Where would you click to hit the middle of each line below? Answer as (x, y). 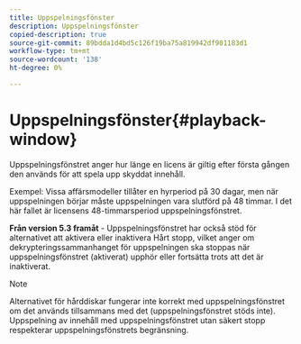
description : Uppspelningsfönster (74, 26)
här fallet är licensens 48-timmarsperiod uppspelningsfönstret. (126, 210)
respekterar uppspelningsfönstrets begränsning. (99, 330)
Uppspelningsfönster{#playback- (138, 120)
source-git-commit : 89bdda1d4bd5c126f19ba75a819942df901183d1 (128, 43)
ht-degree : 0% (36, 68)
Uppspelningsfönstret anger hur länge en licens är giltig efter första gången (150, 164)
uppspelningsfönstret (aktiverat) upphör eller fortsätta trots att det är (137, 257)
